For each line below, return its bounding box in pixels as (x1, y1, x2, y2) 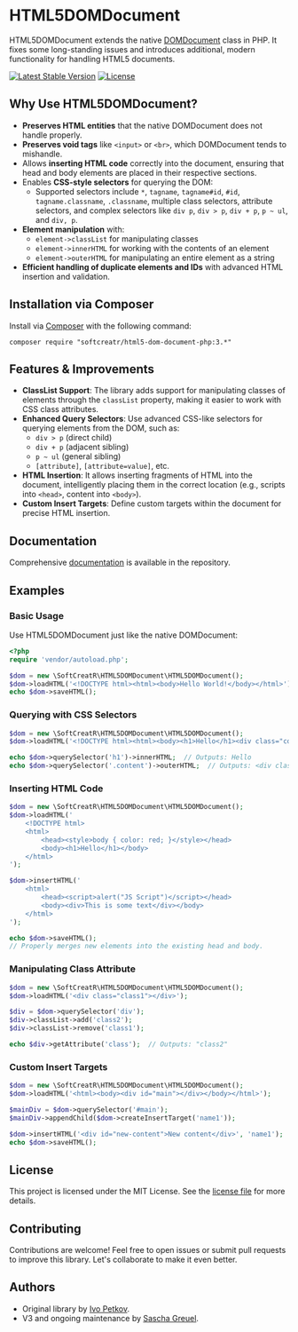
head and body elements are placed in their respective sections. (21, 167, 257, 178)
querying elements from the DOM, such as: (21, 423, 180, 433)
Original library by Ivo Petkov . (21, 1303, 130, 1314)
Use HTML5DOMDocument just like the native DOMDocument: (9, 630, 238, 640)
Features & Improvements (9, 361, 155, 377)
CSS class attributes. (21, 404, 99, 415)
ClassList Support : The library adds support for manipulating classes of (21, 385, 286, 396)
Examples (9, 583, 65, 598)
